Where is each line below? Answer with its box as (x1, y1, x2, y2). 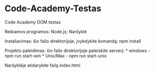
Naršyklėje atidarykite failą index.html (4, 62, 80, 68)
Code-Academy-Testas (4, 3, 102, 14)
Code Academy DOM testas (4, 19, 61, 25)
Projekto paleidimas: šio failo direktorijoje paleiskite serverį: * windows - (4, 48, 151, 53)
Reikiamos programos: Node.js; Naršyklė (4, 28, 87, 34)
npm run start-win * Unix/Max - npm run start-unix (4, 52, 107, 59)
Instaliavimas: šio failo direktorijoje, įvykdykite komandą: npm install (4, 38, 141, 44)
